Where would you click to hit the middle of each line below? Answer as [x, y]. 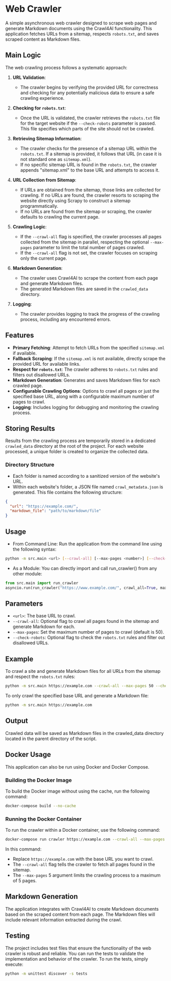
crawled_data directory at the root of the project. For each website [75, 446]
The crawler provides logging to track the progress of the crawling [90, 314]
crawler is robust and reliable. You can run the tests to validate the [75, 953]
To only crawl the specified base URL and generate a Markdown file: [77, 696]
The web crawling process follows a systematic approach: [66, 67]
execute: [15, 964]
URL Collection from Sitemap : [44, 180]
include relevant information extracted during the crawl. [64, 919]
